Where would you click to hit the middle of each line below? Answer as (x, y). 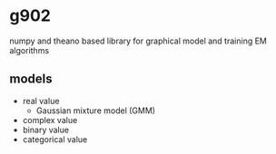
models (31, 79)
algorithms (30, 50)
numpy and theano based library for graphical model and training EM (138, 41)
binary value (46, 130)
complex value (50, 120)
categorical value (55, 139)
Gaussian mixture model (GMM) (96, 111)
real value (41, 101)
